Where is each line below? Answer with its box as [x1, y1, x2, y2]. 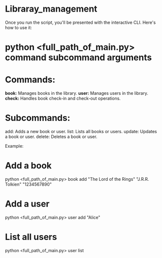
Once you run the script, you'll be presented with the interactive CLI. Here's [5, 19, 156, 25]
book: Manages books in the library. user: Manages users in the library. [5, 90, 148, 96]
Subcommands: [5, 113, 70, 123]
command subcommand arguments [5, 52, 152, 63]
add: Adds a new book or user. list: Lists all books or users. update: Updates [5, 129, 157, 134]
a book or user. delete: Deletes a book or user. [5, 134, 97, 139]
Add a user [5, 198, 50, 209]
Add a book [5, 160, 52, 171]
